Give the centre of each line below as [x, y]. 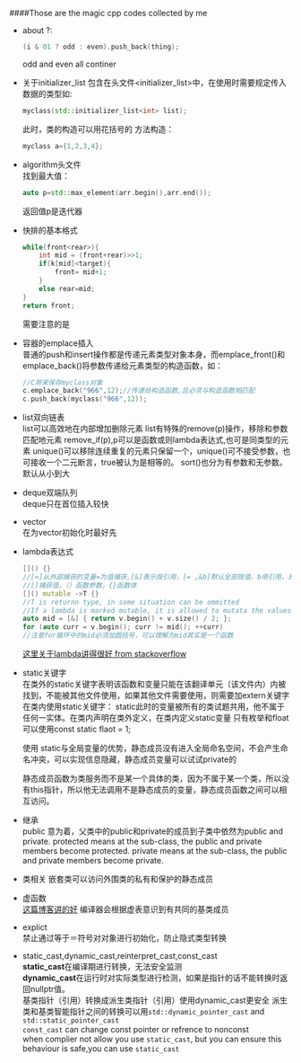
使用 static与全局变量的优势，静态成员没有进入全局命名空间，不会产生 [151, 748]
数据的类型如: [47, 93]
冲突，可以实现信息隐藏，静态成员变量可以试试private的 [133, 759]
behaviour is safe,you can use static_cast [101, 1049]
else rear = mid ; [67, 288]
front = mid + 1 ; [81, 272]
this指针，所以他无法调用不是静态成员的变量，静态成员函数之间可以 [155, 789]
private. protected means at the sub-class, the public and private [142, 841]
